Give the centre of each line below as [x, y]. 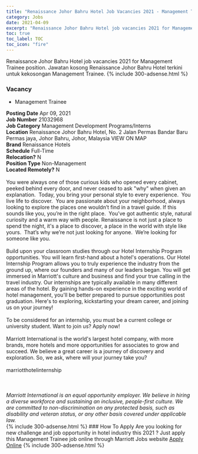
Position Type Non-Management [46, 163]
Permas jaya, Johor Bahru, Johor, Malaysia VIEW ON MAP [77, 139]
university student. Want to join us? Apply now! [63, 326]
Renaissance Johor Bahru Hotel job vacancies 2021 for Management [89, 61]
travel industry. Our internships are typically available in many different [92, 282]
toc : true [18, 34]
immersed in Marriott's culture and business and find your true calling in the [98, 276]
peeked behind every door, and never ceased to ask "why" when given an [96, 189]
